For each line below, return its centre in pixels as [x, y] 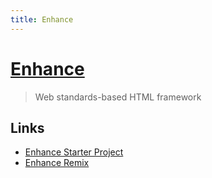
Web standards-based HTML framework [118, 97]
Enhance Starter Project [74, 152]
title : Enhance [42, 19]
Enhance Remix [57, 163]
